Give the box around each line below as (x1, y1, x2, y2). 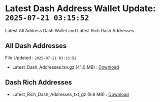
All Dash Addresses (5, 42, 67, 50)
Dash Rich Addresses (5, 79, 72, 87)
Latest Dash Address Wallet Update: (5, 3, 156, 14)
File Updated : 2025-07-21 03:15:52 (5, 55, 77, 61)
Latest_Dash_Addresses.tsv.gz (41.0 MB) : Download (12, 64, 119, 70)
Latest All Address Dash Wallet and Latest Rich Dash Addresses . (5, 27, 137, 33)
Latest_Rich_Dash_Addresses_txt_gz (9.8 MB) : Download (12, 91, 129, 97)
